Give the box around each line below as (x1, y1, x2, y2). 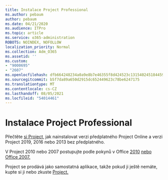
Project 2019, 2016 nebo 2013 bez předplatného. (5, 139, 105, 145)
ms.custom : (5, 58, 28, 63)
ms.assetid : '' (5, 53, 37, 59)
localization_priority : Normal (5, 44, 70, 49)
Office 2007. (5, 154, 31, 160)
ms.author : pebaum (5, 12, 43, 17)
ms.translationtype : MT (5, 81, 55, 86)
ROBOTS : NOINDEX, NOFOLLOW (5, 40, 61, 45)
